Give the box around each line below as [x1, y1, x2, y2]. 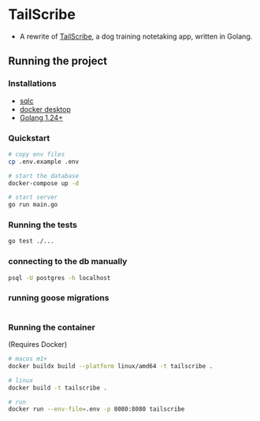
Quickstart [8, 132, 50, 143]
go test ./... [8, 237, 55, 245]
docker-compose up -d [8, 179, 80, 187]
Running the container [8, 322, 96, 333]
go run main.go [8, 201, 58, 209]
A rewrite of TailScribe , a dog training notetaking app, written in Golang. [19, 32, 253, 41]
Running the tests [8, 219, 77, 230]
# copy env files [8, 150, 65, 158]
